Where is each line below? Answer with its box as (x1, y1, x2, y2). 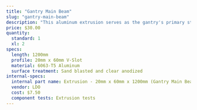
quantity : (6, 30, 30, 36)
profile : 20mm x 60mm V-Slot (11, 57, 83, 63)
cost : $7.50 (11, 90, 41, 95)
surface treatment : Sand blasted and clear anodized (11, 68, 143, 74)
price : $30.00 (6, 24, 41, 31)
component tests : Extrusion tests (11, 95, 96, 101)
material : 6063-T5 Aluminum (11, 62, 80, 69)
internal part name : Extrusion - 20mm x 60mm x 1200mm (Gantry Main (11, 79, 182, 85)
